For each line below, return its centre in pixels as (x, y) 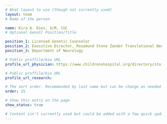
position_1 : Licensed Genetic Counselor (48, 42)
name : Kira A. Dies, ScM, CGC (37, 28)
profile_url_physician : (30, 64)
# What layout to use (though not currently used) (59, 10)
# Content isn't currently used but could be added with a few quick (79, 114)
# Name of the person (28, 19)
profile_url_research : (29, 78)
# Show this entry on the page (38, 100)
